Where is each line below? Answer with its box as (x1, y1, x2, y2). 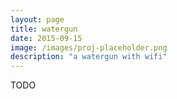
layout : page (10, 14, 65, 25)
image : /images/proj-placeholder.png (10, 42, 168, 53)
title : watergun (10, 24, 78, 34)
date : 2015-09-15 (10, 33, 83, 43)
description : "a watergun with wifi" (10, 52, 168, 62)
